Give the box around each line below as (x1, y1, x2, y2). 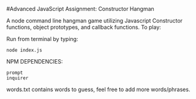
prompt (6, 70, 23, 76)
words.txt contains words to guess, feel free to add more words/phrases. (6, 86, 190, 93)
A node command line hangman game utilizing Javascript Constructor (6, 17, 183, 24)
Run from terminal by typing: (6, 35, 78, 42)
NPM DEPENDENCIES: (6, 58, 63, 65)
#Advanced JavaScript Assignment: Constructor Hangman (6, 5, 154, 12)
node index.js (6, 47, 43, 53)
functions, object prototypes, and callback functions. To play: (6, 24, 161, 31)
